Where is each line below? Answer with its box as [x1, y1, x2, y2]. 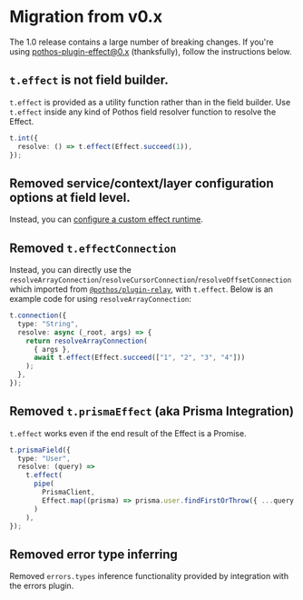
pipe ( [33, 479, 54, 488]
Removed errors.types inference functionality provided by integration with [9, 571, 288, 582]
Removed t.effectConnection [9, 240, 177, 255]
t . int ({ [9, 134, 39, 143]
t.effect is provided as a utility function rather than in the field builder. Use [9, 96, 291, 107]
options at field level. [9, 189, 131, 205]
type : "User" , [17, 454, 71, 463]
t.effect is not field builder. [9, 73, 170, 88]
